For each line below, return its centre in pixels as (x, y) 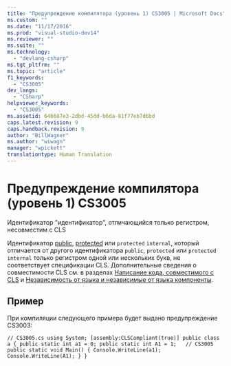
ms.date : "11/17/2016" (40, 26)
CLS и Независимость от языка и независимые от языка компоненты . (110, 279)
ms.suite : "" (26, 45)
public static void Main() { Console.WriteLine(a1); (84, 350)
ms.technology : (29, 52)
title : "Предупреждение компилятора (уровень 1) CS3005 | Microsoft (107, 13)
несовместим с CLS (37, 230)
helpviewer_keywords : (38, 103)
